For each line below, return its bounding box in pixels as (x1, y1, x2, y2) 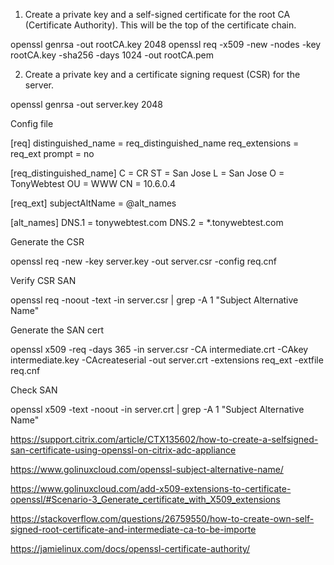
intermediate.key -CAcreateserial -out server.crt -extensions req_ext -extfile (10, 354, 324, 366)
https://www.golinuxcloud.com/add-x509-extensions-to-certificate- (10, 483, 292, 494)
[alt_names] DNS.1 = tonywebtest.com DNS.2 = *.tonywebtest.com (10, 217, 284, 228)
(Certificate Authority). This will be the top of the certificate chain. (24, 19, 297, 31)
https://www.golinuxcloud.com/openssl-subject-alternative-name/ (10, 464, 284, 475)
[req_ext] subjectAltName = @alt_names (10, 197, 177, 209)
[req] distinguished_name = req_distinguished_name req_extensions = (10, 137, 300, 149)
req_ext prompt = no (10, 148, 95, 159)
